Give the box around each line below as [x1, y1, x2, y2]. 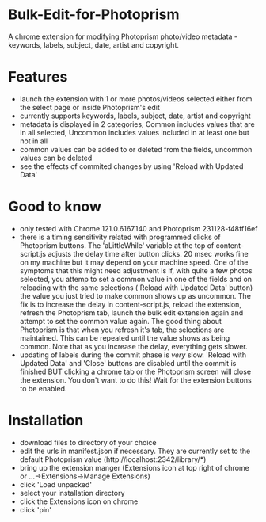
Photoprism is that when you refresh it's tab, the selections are [19, 325, 225, 334]
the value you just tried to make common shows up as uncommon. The [19, 291, 252, 300]
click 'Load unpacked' [19, 479, 93, 489]
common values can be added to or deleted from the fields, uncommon [19, 144, 253, 154]
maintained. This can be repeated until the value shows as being [19, 333, 230, 342]
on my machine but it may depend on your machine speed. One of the [19, 257, 249, 267]
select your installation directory [19, 488, 125, 497]
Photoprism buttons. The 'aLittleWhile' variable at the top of [19, 240, 215, 250]
